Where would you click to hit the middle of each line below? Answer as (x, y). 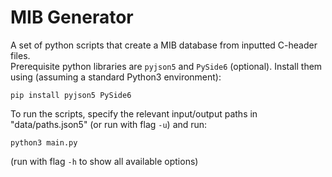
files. (20, 55)
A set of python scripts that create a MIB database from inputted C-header (164, 45)
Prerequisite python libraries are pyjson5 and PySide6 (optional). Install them (166, 66)
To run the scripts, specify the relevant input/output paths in (134, 113)
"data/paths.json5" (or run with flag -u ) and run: (109, 124)
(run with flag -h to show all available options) (104, 161)
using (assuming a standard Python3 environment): (116, 77)
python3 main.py (44, 142)
